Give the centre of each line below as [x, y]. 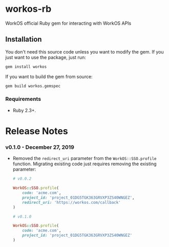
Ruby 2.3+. [24, 110]
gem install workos [26, 67]
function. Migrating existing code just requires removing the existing [84, 164]
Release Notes [37, 131]
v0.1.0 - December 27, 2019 [40, 147]
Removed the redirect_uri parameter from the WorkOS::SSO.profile [84, 158]
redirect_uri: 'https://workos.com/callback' [72, 202]
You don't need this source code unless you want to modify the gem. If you [84, 51]
